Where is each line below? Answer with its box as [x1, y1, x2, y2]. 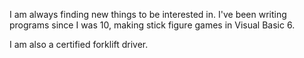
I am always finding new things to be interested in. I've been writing [9, 9, 287, 20]
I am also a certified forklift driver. [9, 39, 149, 50]
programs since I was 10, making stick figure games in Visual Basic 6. [9, 19, 296, 31]
